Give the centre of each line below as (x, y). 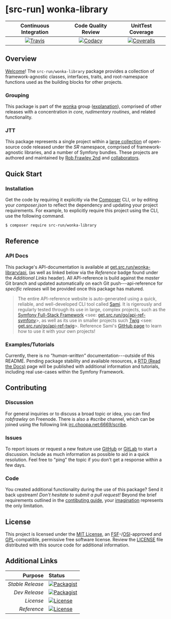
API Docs (17, 256)
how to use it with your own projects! (56, 331)
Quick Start (24, 174)
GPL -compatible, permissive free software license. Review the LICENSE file (84, 539)
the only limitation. (25, 506)
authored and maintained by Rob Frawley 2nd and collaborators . (73, 158)
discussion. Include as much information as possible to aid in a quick (77, 454)
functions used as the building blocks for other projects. (64, 82)
